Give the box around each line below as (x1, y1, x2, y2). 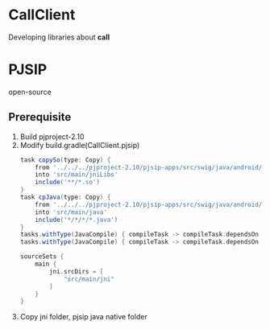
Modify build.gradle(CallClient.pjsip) (19, 140, 140, 150)
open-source (8, 87, 52, 97)
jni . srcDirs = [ (49, 267, 104, 275)
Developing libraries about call (8, 32, 110, 42)
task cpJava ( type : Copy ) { (19, 193, 111, 202)
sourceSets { (19, 253, 64, 261)
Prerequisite (8, 110, 72, 124)
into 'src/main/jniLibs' (35, 171, 118, 179)
